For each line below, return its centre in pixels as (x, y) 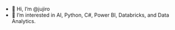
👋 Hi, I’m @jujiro (31, 9)
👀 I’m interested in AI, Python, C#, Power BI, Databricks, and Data (90, 15)
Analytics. (24, 21)
